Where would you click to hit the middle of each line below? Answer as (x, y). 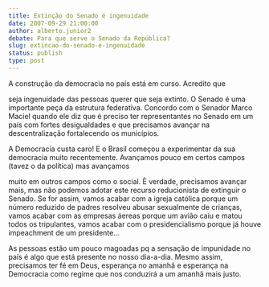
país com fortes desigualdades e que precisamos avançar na (109, 125)
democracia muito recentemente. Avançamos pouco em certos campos (126, 157)
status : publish (35, 53)
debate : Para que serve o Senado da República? (90, 38)
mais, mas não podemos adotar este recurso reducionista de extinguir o (127, 190)
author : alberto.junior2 (50, 31)
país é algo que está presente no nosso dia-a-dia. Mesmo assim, (116, 256)
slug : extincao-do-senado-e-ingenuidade (77, 46)
